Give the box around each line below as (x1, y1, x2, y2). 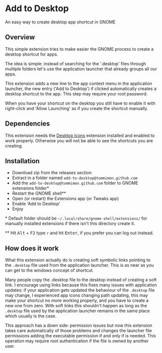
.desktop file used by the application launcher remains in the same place (5, 308, 150, 314)
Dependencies (5, 120, 50, 128)
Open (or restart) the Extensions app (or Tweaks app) (12, 196, 119, 202)
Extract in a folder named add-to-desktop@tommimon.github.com (12, 175, 138, 181)
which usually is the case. (5, 313, 57, 319)
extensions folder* (12, 186, 49, 191)
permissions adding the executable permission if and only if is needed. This (5, 333, 156, 339)
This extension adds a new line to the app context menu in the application (5, 80, 152, 86)
